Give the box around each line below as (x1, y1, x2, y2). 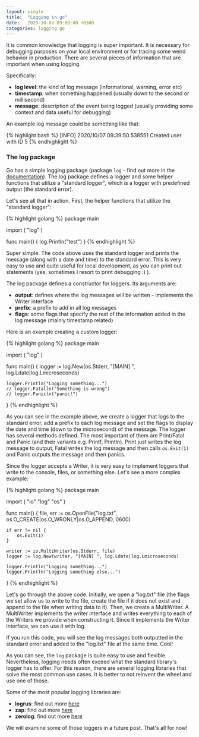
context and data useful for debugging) (14, 109, 111, 116)
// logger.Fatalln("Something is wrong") (6, 386, 110, 392)
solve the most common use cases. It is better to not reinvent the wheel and (6, 670, 192, 678)
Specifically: (6, 72, 37, 79)
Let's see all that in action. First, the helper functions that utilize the (6, 197, 170, 204)
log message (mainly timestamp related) (14, 316, 113, 324)
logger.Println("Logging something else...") (6, 569, 121, 575)
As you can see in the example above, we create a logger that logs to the (6, 412, 185, 420)
